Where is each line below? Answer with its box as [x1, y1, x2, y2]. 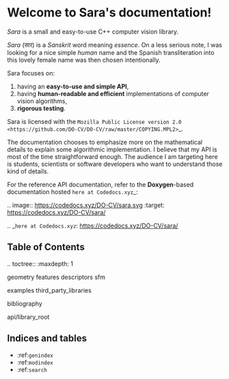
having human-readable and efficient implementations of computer [16, 89, 210, 97]
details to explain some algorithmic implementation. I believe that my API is [7, 145, 217, 154]
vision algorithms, [16, 97, 68, 105]
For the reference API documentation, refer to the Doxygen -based [7, 180, 194, 188]
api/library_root [7, 313, 50, 321]
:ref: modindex [16, 358, 53, 366]
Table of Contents [7, 241, 85, 253]
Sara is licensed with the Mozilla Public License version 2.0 [7, 117, 182, 125]
